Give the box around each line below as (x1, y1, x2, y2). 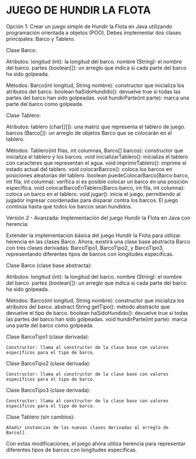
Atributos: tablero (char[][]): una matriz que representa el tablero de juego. (6, 123, 186, 130)
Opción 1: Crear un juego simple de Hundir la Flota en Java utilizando (6, 23, 173, 30)
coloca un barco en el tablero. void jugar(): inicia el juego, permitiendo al (6, 190, 181, 197)
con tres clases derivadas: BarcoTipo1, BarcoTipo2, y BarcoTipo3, (6, 244, 164, 251)
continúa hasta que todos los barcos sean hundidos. (6, 203, 133, 210)
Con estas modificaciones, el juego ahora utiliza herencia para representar (6, 440, 186, 447)
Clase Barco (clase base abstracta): (6, 262, 92, 269)
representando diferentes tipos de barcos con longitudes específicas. (6, 250, 174, 258)
